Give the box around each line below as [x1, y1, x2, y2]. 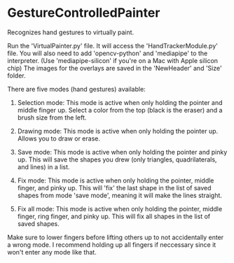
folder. [7, 71, 26, 80]
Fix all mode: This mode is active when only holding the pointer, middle [17, 204, 223, 213]
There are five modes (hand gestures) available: [7, 85, 146, 93]
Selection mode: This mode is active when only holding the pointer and [17, 98, 223, 106]
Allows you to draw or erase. [17, 134, 100, 143]
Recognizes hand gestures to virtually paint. [7, 28, 135, 36]
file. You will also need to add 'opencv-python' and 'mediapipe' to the [7, 49, 208, 57]
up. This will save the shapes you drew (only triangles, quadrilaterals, [17, 155, 217, 164]
